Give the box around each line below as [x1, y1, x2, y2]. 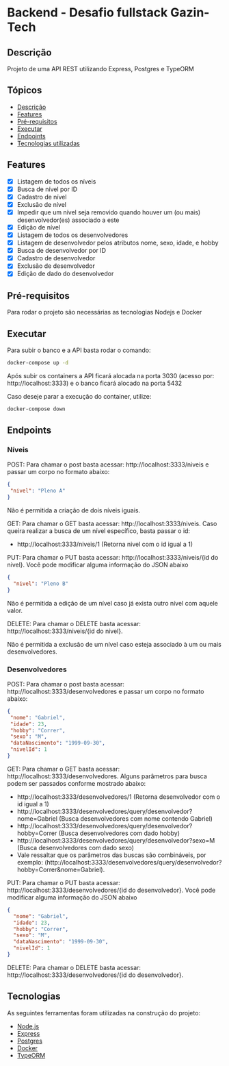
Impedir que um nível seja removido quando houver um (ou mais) [16, 208, 201, 216]
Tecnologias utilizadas [16, 139, 80, 147]
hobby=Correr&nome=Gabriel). [16, 865, 105, 873]
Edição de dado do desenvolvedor [16, 269, 114, 278]
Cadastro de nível [16, 193, 67, 201]
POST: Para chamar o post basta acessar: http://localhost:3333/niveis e [7, 460, 209, 469]
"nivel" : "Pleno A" [10, 488, 66, 495]
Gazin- [170, 5, 210, 21]
